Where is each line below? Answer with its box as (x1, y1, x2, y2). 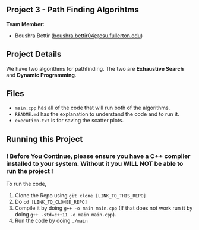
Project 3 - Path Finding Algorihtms (6, 5, 140, 15)
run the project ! (6, 166, 53, 175)
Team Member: (6, 20, 45, 27)
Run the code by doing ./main (14, 217, 88, 225)
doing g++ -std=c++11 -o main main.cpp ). (14, 211, 117, 218)
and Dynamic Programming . (6, 71, 77, 78)
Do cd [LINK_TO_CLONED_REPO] (14, 199, 88, 206)
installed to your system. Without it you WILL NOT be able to (6, 159, 184, 168)
